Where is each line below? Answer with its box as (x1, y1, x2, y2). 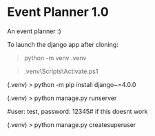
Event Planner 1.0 (7, 4, 109, 20)
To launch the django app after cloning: (7, 40, 118, 48)
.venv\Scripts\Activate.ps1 (23, 67, 99, 75)
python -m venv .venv (23, 53, 87, 62)
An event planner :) (7, 27, 62, 35)
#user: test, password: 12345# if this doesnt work (7, 107, 148, 115)
